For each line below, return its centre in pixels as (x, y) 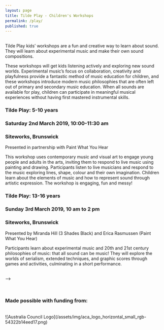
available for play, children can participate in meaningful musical (70, 92)
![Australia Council (24, 317)
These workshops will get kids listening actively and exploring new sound (80, 66)
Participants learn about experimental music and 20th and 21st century (77, 248)
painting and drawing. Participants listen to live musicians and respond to (79, 167)
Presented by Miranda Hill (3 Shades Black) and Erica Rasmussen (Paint (78, 233)
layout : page (18, 10)
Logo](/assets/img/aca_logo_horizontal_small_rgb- (95, 317)
